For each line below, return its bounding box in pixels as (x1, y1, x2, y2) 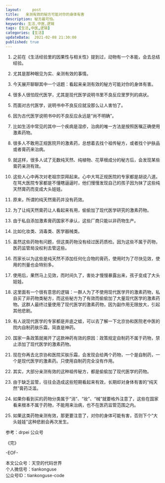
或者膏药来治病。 (12, 146, 48, 152)
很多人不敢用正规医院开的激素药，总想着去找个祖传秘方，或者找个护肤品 (12, 140, 160, 146)
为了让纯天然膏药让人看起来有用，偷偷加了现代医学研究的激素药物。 (12, 207, 152, 213)
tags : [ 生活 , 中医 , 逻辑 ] (5, 26, 50, 31)
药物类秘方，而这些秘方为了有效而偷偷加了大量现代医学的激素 (30, 295, 156, 301)
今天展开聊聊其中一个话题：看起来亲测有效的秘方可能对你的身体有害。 (12, 81, 156, 87)
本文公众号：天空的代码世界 (5, 460, 62, 466)
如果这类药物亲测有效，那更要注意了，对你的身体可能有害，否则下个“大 (12, 413, 158, 418)
